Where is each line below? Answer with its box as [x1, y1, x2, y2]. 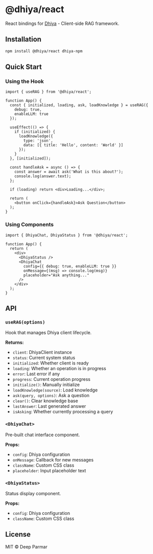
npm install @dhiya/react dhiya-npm [5, 48, 83, 54]
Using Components [5, 221, 54, 228]
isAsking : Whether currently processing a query [12, 409, 113, 415]
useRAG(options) [5, 319, 46, 325]
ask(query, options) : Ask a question [12, 393, 90, 399]
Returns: [5, 339, 24, 346]
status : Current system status [12, 354, 75, 361]
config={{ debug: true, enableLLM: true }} [23, 264, 117, 269]
